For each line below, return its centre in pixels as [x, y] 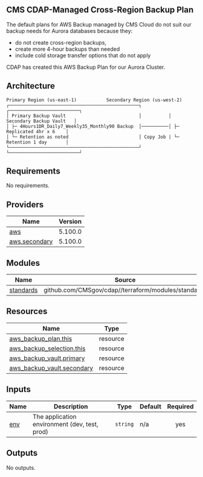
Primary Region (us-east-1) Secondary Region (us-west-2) [94, 100]
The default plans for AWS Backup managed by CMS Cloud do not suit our [99, 24]
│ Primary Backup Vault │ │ [89, 116]
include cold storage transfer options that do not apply [83, 55]
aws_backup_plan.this [41, 338]
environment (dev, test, [65, 424]
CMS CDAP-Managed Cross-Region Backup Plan [100, 10]
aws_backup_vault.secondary [51, 368]
